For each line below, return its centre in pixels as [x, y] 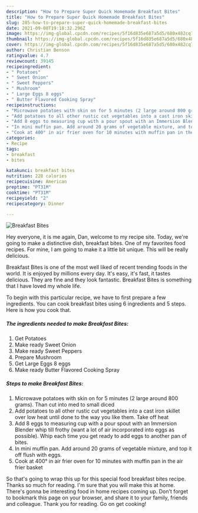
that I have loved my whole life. [44, 286]
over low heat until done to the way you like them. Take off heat [92, 417]
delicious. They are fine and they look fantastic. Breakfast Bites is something [99, 280]
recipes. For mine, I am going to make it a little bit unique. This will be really [97, 249]
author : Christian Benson [38, 50]
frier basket [29, 467]
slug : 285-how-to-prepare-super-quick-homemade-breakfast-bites [87, 22]
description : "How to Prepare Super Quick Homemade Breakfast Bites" [93, 12]
